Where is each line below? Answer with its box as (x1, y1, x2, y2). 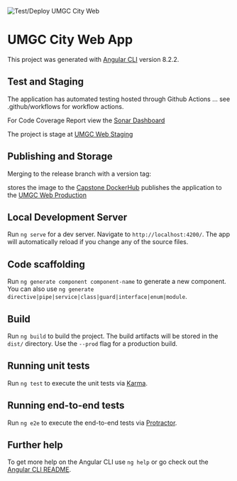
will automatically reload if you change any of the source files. (7, 238, 189, 246)
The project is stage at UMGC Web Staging (7, 129, 133, 138)
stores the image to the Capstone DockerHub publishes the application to (7, 183, 222, 191)
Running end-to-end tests (7, 399, 125, 412)
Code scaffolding (7, 258, 85, 270)
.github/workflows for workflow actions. (7, 102, 124, 110)
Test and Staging (7, 75, 84, 88)
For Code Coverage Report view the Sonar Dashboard (7, 116, 165, 125)
